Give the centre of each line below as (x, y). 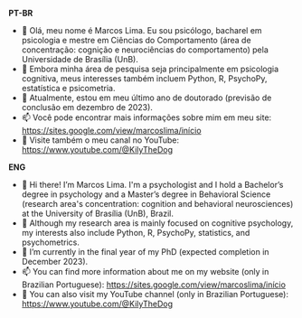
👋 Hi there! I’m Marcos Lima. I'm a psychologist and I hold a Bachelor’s (152, 185)
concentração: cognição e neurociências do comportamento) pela (145, 50)
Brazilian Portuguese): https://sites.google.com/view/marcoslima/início (154, 285)
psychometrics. (51, 242)
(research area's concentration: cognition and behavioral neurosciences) (157, 204)
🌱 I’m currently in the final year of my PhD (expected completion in (145, 252)
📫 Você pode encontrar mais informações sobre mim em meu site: (146, 117)
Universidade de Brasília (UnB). (80, 59)
